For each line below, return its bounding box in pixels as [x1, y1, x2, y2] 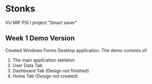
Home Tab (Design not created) [12, 73, 78, 79]
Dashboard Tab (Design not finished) [12, 67, 90, 73]
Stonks [5, 3, 35, 14]
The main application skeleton [12, 57, 75, 63]
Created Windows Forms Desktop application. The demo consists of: [5, 47, 148, 53]
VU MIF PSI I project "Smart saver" [5, 19, 78, 25]
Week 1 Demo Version [5, 34, 75, 42]
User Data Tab [12, 62, 43, 68]
